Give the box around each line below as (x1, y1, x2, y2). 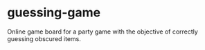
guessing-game (7, 5, 101, 21)
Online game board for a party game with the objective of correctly (7, 27, 199, 36)
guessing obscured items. (7, 34, 82, 42)
